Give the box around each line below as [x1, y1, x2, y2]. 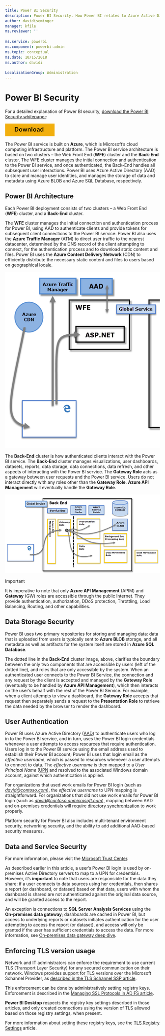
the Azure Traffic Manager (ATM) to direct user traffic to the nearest [5, 236, 144, 242]
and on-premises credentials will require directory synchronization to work [5, 803, 156, 809]
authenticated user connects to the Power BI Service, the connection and [5, 672, 153, 678]
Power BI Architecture [5, 192, 74, 201]
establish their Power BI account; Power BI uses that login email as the [5, 751, 147, 757]
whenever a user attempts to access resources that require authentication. [5, 741, 156, 747]
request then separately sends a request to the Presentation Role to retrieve [5, 698, 160, 704]
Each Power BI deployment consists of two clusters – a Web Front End [5, 205, 147, 211]
